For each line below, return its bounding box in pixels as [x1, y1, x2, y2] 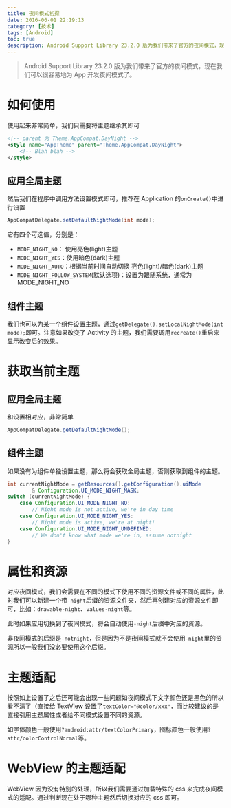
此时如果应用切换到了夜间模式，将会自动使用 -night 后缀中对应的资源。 [7, 619, 206, 628]
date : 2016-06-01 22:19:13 [7, 17, 85, 23]
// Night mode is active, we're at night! [32, 519, 155, 526]
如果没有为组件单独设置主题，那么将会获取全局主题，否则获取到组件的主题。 [7, 466, 224, 475]
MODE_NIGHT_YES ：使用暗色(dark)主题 [16, 253, 120, 262]
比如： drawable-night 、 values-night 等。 [19, 605, 136, 613]
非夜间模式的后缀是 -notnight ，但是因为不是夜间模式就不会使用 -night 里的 [7, 634, 217, 643]
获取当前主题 [7, 364, 80, 380]
